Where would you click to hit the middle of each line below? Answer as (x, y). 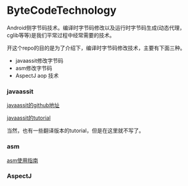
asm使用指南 (22, 160)
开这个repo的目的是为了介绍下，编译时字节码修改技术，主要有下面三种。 (96, 48)
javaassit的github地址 (33, 105)
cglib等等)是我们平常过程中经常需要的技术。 (61, 35)
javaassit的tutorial (29, 118)
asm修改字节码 (34, 68)
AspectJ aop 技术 (37, 75)
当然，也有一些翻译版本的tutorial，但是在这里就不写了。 (75, 131)
